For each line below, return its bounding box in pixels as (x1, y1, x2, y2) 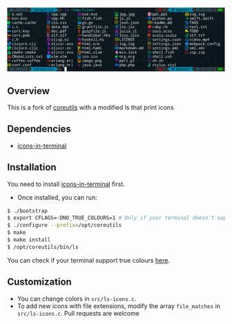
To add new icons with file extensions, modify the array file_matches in (17, 301, 221, 310)
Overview (7, 85, 50, 97)
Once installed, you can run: (17, 193, 98, 201)
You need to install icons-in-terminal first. (7, 180, 126, 188)
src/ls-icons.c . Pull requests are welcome (17, 309, 139, 317)
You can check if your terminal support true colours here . (7, 256, 171, 264)
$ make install (7, 236, 51, 243)
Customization (7, 276, 72, 288)
